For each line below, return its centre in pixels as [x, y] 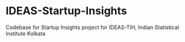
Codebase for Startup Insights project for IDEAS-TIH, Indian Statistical [92, 27]
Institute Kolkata [26, 33]
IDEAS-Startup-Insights [66, 11]
